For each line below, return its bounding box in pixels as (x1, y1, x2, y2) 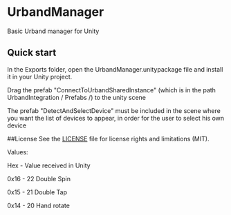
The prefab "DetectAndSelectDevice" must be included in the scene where (7, 106, 221, 114)
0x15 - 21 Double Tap (7, 187, 68, 196)
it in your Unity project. (7, 72, 73, 81)
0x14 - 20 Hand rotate (7, 201, 71, 209)
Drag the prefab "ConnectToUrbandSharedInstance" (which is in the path (7, 85, 216, 94)
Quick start (7, 47, 57, 59)
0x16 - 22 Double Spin (7, 174, 71, 183)
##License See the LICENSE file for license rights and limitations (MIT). (7, 134, 210, 143)
